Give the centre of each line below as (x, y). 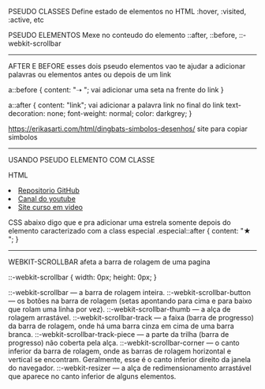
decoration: (27, 113)
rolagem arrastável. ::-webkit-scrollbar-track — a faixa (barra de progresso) (131, 318)
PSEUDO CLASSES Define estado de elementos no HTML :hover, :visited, (127, 11)
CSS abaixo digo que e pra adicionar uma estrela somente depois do (119, 223)
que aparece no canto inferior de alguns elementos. (92, 376)
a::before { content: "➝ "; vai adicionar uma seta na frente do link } (116, 90)
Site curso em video (50, 207)
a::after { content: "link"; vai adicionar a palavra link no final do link (116, 105)
